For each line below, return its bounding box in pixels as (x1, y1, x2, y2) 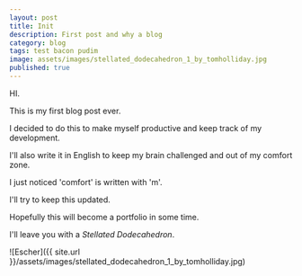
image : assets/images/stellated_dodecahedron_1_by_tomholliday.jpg (9, 55, 268, 64)
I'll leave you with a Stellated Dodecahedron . (9, 228, 175, 239)
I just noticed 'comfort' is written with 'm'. (9, 176, 164, 187)
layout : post (9, 13, 58, 22)
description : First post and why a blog (9, 30, 164, 39)
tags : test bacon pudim (9, 47, 99, 56)
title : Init (9, 22, 54, 31)
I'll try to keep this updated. (9, 194, 111, 205)
